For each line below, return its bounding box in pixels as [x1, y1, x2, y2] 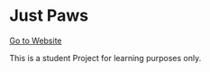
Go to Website [9, 35, 62, 46]
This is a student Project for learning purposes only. [9, 52, 202, 63]
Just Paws [9, 5, 88, 26]
